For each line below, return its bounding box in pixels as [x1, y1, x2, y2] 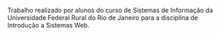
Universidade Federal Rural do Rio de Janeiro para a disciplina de [7, 13, 199, 22]
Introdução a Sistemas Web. [7, 21, 90, 29]
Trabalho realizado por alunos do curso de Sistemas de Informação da [7, 6, 214, 14]
